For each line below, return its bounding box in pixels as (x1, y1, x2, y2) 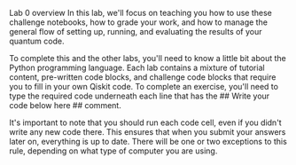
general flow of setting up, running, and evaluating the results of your (9, 27, 263, 36)
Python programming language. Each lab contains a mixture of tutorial (9, 62, 265, 73)
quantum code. (9, 35, 65, 46)
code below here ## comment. (9, 100, 121, 110)
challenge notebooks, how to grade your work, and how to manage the (9, 17, 269, 27)
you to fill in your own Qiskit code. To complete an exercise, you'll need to (9, 82, 279, 91)
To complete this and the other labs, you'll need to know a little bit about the (9, 53, 286, 63)
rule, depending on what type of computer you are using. (9, 145, 218, 156)
